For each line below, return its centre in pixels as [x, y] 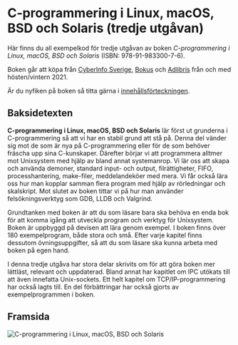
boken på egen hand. [38, 250]
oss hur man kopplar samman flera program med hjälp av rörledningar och [117, 183]
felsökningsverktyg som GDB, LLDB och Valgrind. [80, 198]
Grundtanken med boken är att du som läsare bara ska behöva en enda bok [118, 212]
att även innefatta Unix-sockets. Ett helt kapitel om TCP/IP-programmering [117, 279]
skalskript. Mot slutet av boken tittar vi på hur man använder [95, 191]
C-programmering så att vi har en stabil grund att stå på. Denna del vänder [117, 138]
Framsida [29, 317]
